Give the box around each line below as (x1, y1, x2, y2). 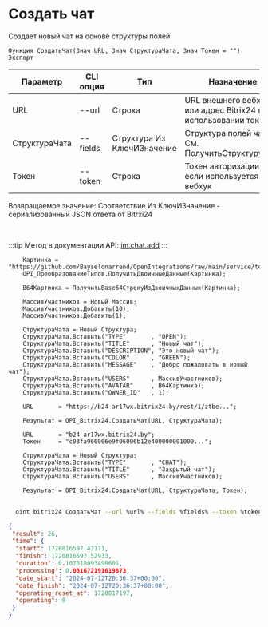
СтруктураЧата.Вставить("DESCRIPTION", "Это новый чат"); (22, 347, 219, 355)
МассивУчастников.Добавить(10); (22, 304, 130, 312)
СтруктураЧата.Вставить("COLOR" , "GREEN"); (22, 353, 191, 362)
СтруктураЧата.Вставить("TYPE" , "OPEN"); (22, 332, 187, 340)
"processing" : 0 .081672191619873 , (15, 566, 130, 575)
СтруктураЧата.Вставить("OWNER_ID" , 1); (22, 388, 170, 396)
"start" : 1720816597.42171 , (15, 545, 109, 553)
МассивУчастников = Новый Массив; (22, 297, 137, 306)
